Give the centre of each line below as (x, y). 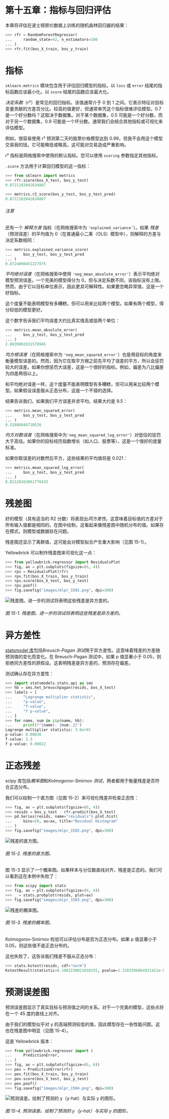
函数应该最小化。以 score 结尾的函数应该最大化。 (60, 92)
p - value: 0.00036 (23, 735)
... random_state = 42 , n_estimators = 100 (52, 39)
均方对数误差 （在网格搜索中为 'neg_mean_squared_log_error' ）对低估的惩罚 (83, 435)
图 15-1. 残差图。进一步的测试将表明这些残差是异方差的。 (64, 613)
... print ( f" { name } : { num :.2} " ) (44, 725)
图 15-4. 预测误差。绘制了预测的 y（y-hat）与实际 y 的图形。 (68, 1111)
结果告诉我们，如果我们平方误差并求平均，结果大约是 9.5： (66, 401)
